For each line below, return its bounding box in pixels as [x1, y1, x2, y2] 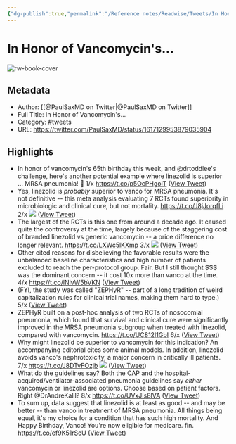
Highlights [7, 146, 54, 158]
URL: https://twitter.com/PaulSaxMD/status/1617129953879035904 [17, 125, 212, 134]
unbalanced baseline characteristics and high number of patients [17, 256, 206, 265]
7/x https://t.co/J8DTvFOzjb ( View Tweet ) [17, 362, 147, 370]
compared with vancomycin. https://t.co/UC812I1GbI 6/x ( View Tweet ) [17, 331, 220, 339]
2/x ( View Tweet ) [17, 210, 76, 219]
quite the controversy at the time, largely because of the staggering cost [17, 225, 228, 234]
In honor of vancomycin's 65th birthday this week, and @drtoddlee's [17, 165, 216, 173]
